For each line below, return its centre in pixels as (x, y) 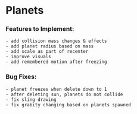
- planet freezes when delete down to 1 (57, 89)
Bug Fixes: (21, 77)
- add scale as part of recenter (47, 52)
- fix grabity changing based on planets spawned (68, 104)
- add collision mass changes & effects (57, 41)
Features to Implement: (40, 29)
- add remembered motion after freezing (57, 62)
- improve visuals (28, 57)
